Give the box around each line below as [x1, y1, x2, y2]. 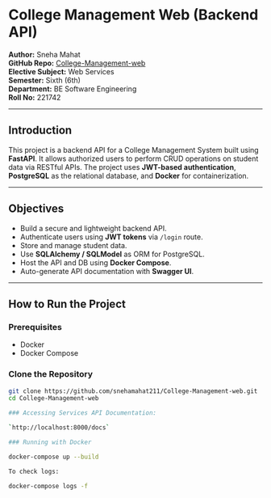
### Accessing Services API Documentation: [8, 409, 157, 417]
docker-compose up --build [8, 453, 99, 461]
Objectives [8, 202, 65, 216]
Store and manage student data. [19, 240, 127, 250]
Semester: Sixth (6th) [8, 75, 81, 85]
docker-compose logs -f [8, 482, 89, 490]
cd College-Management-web [8, 395, 99, 403]
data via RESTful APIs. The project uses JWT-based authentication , [8, 162, 236, 171]
